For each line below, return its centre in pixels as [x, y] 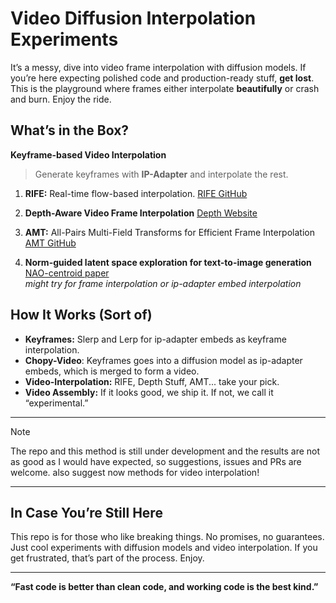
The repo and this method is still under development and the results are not [165, 451]
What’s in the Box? [70, 130]
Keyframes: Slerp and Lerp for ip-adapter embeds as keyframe [155, 339]
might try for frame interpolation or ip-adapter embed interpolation [163, 283]
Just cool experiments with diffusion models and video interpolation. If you [164, 548]
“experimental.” [56, 403]
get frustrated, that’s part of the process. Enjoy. [107, 558]
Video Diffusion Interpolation [133, 18]
